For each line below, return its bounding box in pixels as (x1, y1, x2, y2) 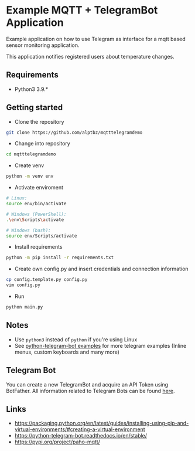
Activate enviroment (14, 184, 63, 191)
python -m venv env (6, 174, 54, 179)
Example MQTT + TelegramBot (6, 4, 158, 17)
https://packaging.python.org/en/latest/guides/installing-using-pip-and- (14, 420, 189, 427)
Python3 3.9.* (14, 86, 49, 93)
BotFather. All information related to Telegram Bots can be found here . (6, 387, 175, 394)
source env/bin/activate (6, 201, 67, 207)
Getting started (6, 103, 63, 113)
